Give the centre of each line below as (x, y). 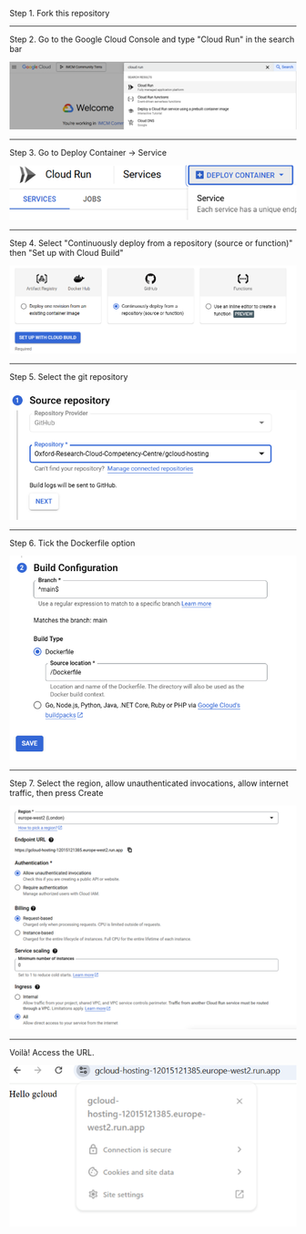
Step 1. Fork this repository (60, 13)
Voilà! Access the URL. (52, 1052)
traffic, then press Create (56, 792)
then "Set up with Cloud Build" (66, 252)
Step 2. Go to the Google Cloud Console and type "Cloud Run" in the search (152, 39)
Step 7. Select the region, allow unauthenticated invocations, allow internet (149, 783)
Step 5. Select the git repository (69, 377)
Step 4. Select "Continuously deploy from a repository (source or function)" (151, 243)
